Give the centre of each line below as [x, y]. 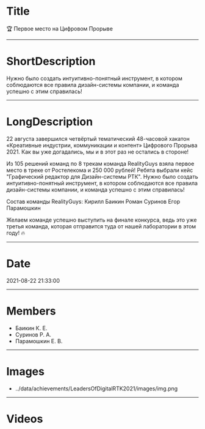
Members [31, 311]
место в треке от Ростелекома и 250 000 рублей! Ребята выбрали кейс [100, 170]
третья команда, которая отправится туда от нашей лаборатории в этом [101, 226]
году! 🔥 [16, 233]
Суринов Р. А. [33, 334]
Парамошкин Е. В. [39, 341]
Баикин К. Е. [31, 328]
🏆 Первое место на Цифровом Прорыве [59, 28]
